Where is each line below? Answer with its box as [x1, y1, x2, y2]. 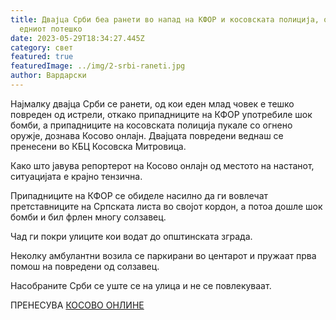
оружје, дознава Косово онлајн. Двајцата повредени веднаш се [10, 129, 284, 141]
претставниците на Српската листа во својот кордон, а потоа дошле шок [10, 200, 323, 212]
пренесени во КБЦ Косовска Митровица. [10, 140, 187, 152]
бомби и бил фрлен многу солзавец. [10, 211, 167, 223]
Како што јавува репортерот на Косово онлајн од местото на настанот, [10, 159, 315, 171]
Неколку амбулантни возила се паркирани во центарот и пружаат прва [10, 249, 317, 261]
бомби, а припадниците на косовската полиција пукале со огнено [10, 119, 293, 131]
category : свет [10, 42, 74, 53]
